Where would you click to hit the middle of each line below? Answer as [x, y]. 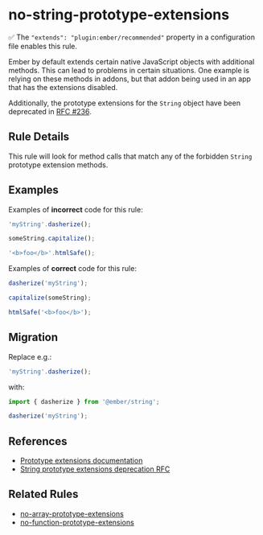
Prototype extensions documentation [81, 461]
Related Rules [43, 494]
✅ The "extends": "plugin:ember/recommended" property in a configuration [132, 37]
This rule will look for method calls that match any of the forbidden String [130, 156]
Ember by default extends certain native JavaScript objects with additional [131, 61]
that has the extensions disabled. [63, 87]
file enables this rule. [43, 46]
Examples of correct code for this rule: [72, 269]
